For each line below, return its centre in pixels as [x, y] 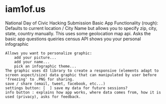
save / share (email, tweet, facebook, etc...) [55, 84]
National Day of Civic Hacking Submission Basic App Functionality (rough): [82, 23]
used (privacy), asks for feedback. [43, 97]
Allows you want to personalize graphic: [49, 53]
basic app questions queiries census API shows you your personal [73, 39]
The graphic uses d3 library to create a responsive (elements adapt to [82, 71]
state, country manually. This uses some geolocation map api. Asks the [78, 33]
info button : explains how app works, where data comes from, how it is [83, 92]
